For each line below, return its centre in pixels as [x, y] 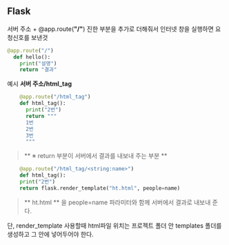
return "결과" [38, 70]
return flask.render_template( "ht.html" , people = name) [100, 188]
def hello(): [32, 57]
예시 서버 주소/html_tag [40, 84]
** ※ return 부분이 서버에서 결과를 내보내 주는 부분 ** [96, 156]
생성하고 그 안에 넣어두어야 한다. [51, 234]
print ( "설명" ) [38, 63]
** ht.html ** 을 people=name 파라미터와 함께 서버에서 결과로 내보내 [117, 202]
